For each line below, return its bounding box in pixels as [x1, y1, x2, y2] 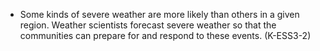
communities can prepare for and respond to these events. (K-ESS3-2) [19, 30, 312, 41]
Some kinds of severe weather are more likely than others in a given [19, 9, 300, 20]
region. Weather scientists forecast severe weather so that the [19, 19, 277, 31]
